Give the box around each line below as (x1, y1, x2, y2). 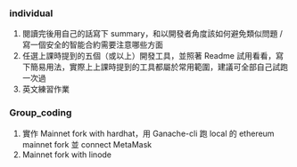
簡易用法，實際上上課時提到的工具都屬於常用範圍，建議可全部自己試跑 (29, 61, 288, 73)
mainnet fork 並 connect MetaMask (21, 139, 153, 149)
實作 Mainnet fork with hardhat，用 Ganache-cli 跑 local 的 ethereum (21, 128, 275, 139)
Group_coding (9, 107, 72, 119)
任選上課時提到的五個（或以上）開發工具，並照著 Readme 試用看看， (21, 51, 276, 61)
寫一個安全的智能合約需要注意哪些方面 (21, 39, 163, 51)
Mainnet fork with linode (21, 149, 112, 160)
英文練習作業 (21, 83, 70, 95)
